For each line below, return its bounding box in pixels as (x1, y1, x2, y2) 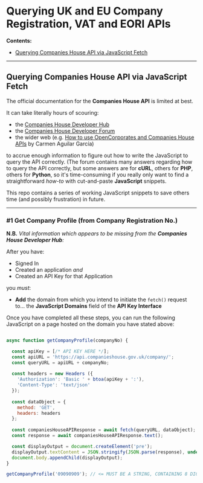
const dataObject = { (11, 398, 66, 405)
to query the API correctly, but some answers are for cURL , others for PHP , (6, 164, 193, 171)
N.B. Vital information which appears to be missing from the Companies (6, 230, 187, 237)
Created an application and (14, 266, 83, 273)
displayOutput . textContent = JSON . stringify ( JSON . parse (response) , (11, 449, 185, 455)
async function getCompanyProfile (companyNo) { (6, 337, 129, 344)
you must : (6, 284, 31, 292)
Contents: (6, 37, 32, 44)
